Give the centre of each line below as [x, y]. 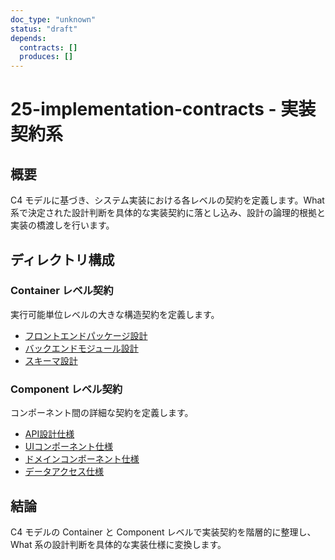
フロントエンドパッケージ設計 [86, 335]
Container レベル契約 [62, 291]
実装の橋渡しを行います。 [62, 225]
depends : [28, 38]
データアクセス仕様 [64, 472]
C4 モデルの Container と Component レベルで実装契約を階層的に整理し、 [163, 532]
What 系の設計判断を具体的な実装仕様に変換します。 [118, 544]
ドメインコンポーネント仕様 [82, 459]
